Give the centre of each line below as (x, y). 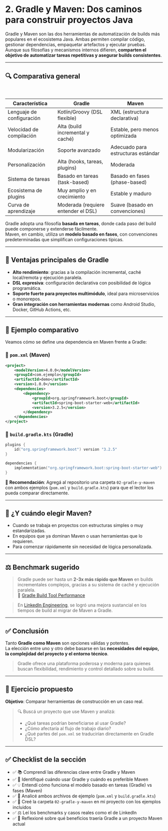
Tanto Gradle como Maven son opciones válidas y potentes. (67, 643)
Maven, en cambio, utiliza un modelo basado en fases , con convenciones (81, 234)
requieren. (23, 542)
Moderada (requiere (81, 204)
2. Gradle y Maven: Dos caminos (74, 9)
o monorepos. (27, 299)
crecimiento (71, 196)
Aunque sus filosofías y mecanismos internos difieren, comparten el (76, 50)
